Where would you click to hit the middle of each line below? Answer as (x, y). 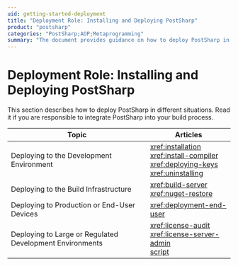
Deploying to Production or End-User (73, 205)
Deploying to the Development (61, 156)
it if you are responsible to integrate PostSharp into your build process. (110, 117)
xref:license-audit (180, 226)
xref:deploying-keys (184, 165)
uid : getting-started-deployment (57, 14)
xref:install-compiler (184, 156)
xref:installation (176, 147)
